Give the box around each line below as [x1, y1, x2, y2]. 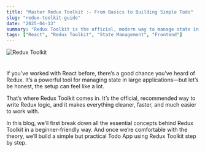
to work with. [6, 108, 40, 115]
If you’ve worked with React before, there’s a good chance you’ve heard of [6, 70, 195, 77]
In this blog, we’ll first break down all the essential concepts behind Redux [6, 120, 194, 127]
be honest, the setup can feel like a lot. [6, 83, 104, 90]
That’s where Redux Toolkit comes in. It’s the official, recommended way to [6, 94, 196, 102]
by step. [6, 139, 27, 146]
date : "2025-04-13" [6, 20, 56, 26]
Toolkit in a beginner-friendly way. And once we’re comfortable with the [6, 126, 188, 134]
